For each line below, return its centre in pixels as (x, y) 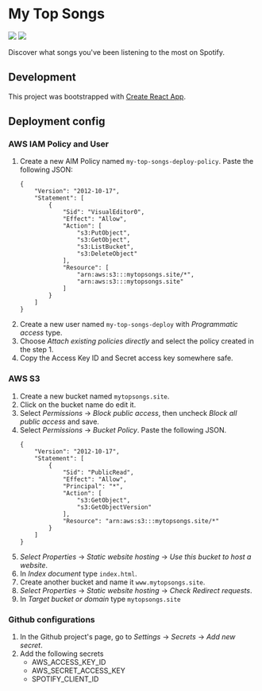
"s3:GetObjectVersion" (114, 507)
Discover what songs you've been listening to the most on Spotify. (116, 52)
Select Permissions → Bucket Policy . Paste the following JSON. (123, 429)
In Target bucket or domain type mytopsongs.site (100, 599)
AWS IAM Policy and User (59, 144)
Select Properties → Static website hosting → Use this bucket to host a (135, 557)
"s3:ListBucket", (105, 247)
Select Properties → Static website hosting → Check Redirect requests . (136, 590)
